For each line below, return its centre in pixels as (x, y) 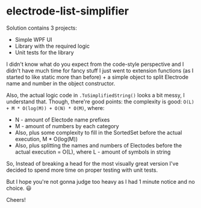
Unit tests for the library (44, 52)
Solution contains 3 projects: (42, 28)
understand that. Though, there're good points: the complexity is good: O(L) (100, 102)
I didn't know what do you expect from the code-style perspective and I (95, 64)
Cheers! (16, 200)
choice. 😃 (19, 188)
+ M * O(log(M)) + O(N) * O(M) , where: (55, 108)
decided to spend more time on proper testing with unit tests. (82, 170)
